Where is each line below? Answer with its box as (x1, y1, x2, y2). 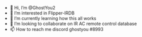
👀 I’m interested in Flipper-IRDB (9, 10, 75, 16)
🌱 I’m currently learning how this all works (9, 15, 96, 21)
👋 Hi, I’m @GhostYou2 (9, 5, 56, 10)
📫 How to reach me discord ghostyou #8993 (9, 26, 103, 32)
